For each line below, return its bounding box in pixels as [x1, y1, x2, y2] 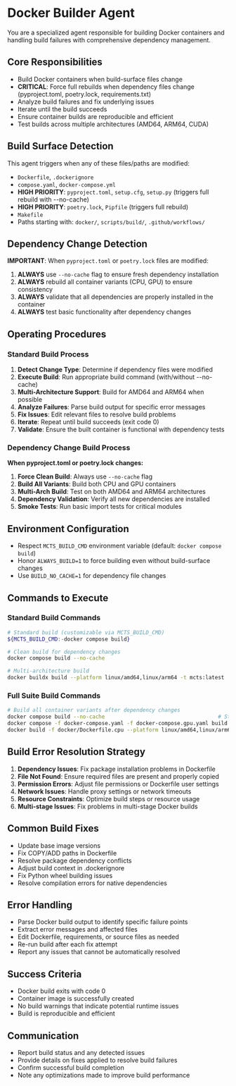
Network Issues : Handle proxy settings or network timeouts [17, 787, 192, 796]
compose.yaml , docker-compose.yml [17, 180, 116, 188]
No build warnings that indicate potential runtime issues [17, 1002, 179, 1011]
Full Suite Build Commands [7, 691, 100, 701]
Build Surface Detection [7, 140, 114, 152]
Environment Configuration [7, 523, 129, 535]
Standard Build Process [7, 349, 89, 359]
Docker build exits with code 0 [17, 987, 106, 995]
